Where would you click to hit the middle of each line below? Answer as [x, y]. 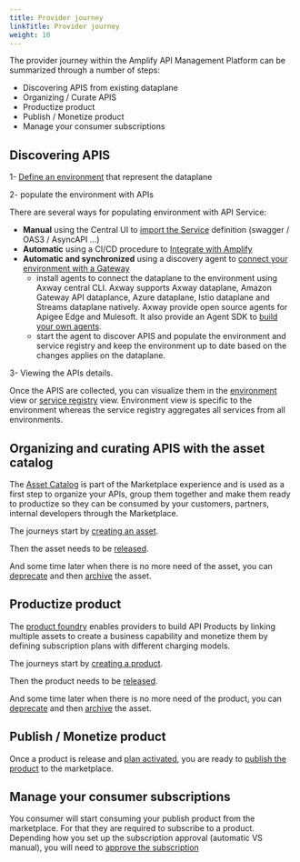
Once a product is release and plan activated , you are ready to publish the [148, 758]
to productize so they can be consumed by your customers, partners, [140, 504]
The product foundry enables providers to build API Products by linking [142, 626]
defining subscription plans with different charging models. [120, 646]
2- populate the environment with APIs [82, 195]
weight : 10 [30, 35]
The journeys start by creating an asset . [84, 531]
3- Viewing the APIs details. [61, 373]
